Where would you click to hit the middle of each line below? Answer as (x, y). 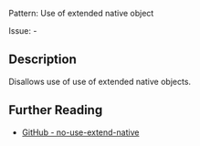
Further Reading (56, 110)
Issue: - (23, 31)
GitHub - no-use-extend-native (80, 132)
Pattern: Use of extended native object (81, 13)
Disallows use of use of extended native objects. (100, 81)
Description (42, 60)
